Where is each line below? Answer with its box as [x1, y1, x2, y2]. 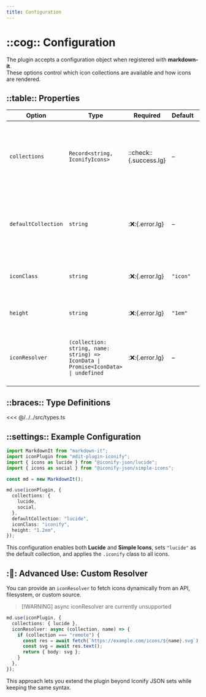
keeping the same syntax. [6, 683, 72, 691]
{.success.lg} [128, 156, 166, 165]
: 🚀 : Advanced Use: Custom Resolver [6, 568, 148, 578]
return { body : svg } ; [22, 649, 81, 655]
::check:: [128, 149, 153, 157]
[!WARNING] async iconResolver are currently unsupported [21, 603, 172, 610]
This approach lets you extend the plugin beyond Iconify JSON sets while [6, 677, 192, 685]
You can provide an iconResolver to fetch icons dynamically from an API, [6, 585, 190, 592]
